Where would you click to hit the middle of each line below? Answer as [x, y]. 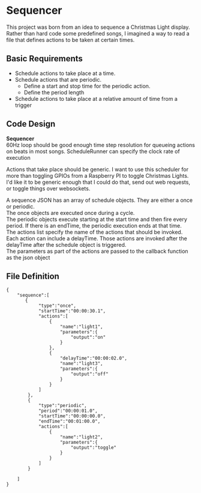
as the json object [28, 257]
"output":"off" [90, 374]
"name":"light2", [81, 437]
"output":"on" [88, 337]
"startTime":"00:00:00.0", [72, 416]
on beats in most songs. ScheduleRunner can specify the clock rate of [93, 151]
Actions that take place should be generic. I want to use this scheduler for [97, 169]
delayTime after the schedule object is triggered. [66, 244]
